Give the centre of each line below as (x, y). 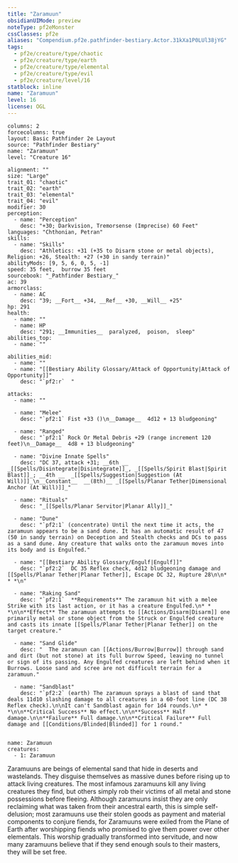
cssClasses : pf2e (33, 34)
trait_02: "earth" (34, 188)
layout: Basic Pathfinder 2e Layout (61, 138)
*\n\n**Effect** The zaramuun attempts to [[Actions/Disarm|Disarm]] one (119, 612)
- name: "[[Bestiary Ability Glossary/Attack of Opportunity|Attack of (122, 369)
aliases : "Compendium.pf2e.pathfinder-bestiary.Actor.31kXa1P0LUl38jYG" (117, 41)
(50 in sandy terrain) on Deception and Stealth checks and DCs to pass (117, 537)
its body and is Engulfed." (49, 550)
